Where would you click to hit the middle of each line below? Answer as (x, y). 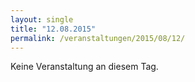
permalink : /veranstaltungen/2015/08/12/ (98, 38)
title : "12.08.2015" (53, 29)
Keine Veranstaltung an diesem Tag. (84, 67)
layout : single (42, 19)
